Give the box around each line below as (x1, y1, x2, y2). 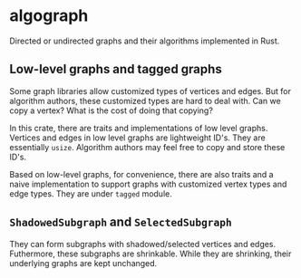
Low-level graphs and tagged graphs (9, 62, 222, 77)
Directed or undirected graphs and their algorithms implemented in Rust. (9, 35, 280, 46)
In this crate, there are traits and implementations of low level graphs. (9, 122, 268, 133)
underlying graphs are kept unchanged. (9, 257, 158, 268)
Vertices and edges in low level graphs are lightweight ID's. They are (9, 132, 266, 143)
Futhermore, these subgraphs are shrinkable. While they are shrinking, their (9, 248, 292, 259)
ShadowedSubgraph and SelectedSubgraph (9, 215, 233, 230)
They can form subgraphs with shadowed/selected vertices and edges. (9, 238, 277, 249)
